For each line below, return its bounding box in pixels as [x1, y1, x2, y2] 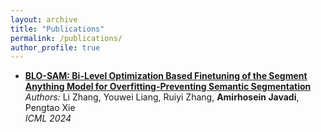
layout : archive [10, 14, 78, 25]
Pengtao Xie [24, 102, 76, 114]
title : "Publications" [10, 24, 105, 34]
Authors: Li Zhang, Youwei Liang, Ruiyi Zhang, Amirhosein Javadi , [24, 91, 300, 103]
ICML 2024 [24, 112, 72, 125]
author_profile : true [10, 42, 101, 53]
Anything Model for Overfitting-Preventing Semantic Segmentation [24, 81, 312, 93]
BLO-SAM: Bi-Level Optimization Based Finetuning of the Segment [24, 70, 308, 82]
